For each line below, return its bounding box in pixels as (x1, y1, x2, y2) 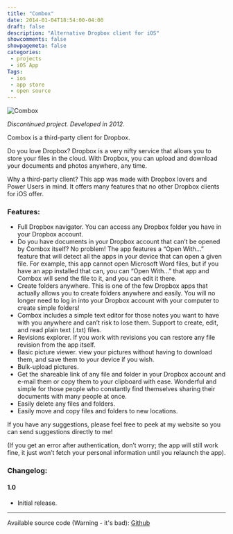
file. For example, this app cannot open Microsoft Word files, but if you (17, 259, 219, 268)
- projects (10, 55, 42, 62)
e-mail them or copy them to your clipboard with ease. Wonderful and (17, 377, 217, 386)
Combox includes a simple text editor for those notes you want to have (17, 311, 220, 320)
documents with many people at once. (17, 393, 127, 401)
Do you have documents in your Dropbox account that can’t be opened (17, 237, 221, 246)
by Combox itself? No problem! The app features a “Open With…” (17, 245, 205, 253)
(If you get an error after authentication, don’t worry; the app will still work (7, 441, 218, 449)
